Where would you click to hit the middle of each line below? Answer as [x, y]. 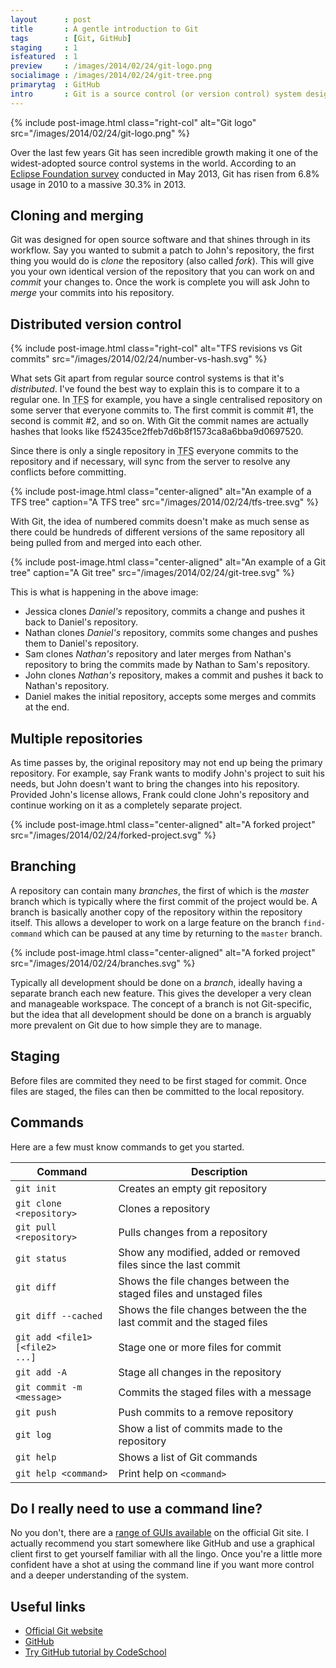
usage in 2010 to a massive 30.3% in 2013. [98, 184]
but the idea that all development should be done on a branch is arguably [161, 1014]
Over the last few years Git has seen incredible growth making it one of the [164, 152]
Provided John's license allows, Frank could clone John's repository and [160, 795]
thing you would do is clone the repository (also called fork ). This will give [162, 261]
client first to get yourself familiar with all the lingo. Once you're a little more [166, 1554]
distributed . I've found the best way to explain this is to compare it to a [155, 389]
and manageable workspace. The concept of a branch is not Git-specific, [161, 1003]
